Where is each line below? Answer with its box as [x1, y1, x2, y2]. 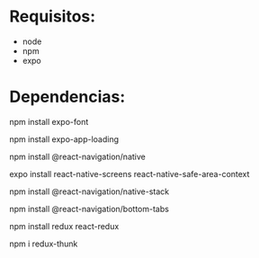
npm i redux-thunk [9, 238, 78, 249]
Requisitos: [9, 6, 96, 27]
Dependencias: [9, 87, 126, 107]
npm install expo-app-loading [9, 133, 120, 145]
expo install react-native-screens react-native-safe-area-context [9, 168, 250, 179]
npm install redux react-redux [9, 220, 120, 231]
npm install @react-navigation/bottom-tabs [9, 203, 169, 214]
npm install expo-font [9, 116, 89, 127]
